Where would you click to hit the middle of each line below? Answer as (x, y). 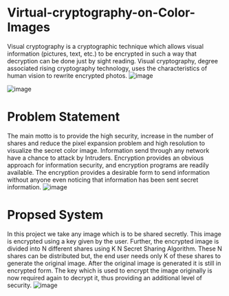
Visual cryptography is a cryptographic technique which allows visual (106, 46)
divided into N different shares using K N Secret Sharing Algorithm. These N (115, 249)
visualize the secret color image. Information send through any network (108, 150)
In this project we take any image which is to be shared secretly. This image (114, 234)
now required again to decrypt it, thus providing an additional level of (105, 277)
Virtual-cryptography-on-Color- (101, 13)
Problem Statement (64, 117)
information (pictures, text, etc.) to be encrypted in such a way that (102, 54)
